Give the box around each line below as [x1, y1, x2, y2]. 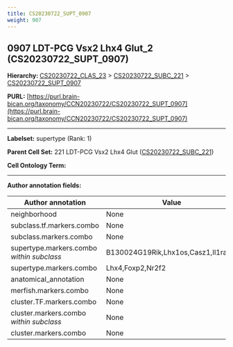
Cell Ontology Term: [7, 161, 67, 170]
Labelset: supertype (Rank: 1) [7, 135, 92, 143]
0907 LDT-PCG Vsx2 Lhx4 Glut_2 [7, 42, 154, 54]
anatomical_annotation [10, 275, 85, 285]
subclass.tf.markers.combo [10, 221, 99, 230]
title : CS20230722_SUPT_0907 [7, 10, 92, 17]
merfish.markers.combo [10, 286, 89, 296]
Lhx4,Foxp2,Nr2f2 [105, 263, 166, 273]
